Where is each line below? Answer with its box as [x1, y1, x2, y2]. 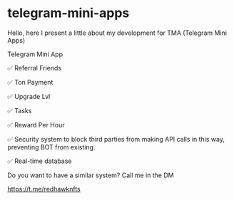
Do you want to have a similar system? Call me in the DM [7, 171, 174, 179]
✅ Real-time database [7, 157, 72, 165]
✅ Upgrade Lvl [7, 92, 51, 100]
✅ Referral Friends [7, 63, 62, 72]
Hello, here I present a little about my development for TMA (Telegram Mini [7, 28, 227, 37]
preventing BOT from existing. [7, 142, 96, 151]
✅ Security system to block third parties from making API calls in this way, [7, 135, 225, 143]
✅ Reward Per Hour [7, 120, 65, 129]
